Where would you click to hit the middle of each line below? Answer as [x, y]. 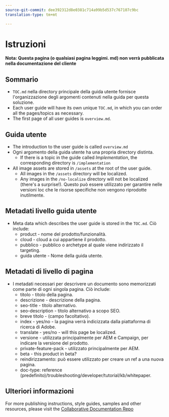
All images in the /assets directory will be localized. [74, 174]
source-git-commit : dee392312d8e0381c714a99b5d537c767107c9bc [72, 10]
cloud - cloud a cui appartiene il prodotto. [63, 239]
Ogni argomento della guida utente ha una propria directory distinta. [83, 152]
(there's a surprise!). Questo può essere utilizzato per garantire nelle [91, 184]
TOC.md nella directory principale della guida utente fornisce [74, 92]
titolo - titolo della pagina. [47, 294]
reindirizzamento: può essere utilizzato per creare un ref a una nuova [92, 359]
